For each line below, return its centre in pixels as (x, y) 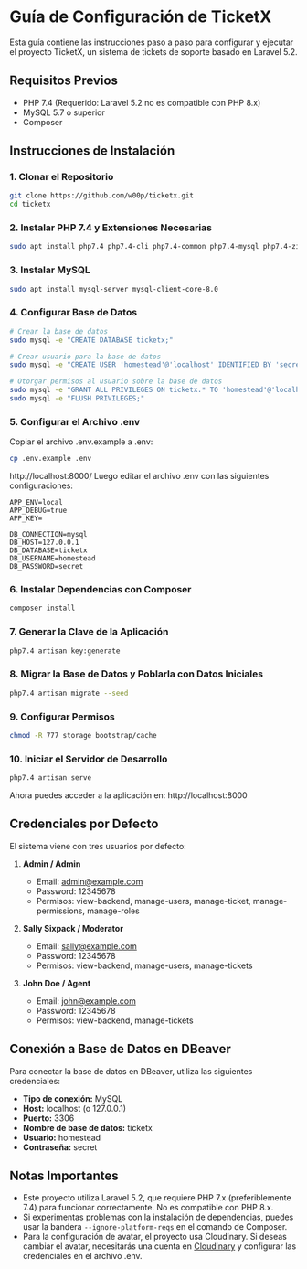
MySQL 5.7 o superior (64, 112)
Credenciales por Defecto (84, 824)
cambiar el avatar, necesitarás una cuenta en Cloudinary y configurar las (159, 1246)
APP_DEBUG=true (38, 511)
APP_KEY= (26, 518)
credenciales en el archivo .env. (83, 1256)
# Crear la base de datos (58, 331)
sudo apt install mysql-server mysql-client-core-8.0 (114, 289)
